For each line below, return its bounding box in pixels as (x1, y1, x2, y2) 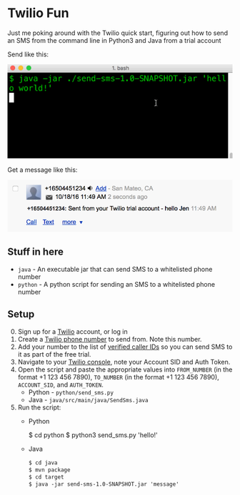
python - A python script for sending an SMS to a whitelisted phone (17, 280, 216, 288)
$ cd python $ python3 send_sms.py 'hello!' (28, 430, 159, 439)
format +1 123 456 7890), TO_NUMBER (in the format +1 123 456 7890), (17, 372, 219, 381)
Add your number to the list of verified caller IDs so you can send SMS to (17, 342, 233, 351)
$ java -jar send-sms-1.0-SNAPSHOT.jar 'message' (28, 480, 180, 488)
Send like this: (7, 50, 49, 58)
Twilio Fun (7, 5, 69, 21)
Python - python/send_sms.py (28, 387, 114, 397)
